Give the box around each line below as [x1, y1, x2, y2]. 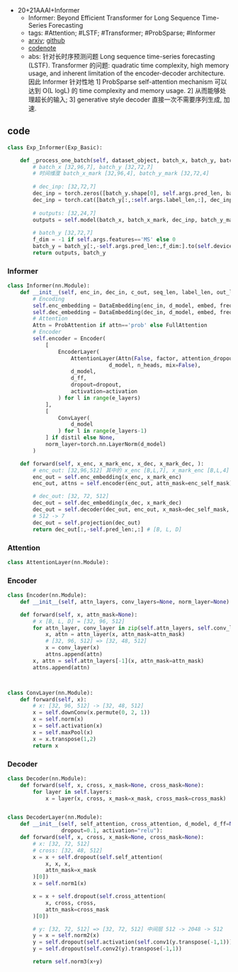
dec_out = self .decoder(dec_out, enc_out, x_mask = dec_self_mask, [33, 506, 230, 514]
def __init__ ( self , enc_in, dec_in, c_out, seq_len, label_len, [20, 288, 214, 296]
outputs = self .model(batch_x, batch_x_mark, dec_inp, [33, 216, 198, 223]
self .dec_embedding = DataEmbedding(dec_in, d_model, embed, [33, 308, 217, 315]
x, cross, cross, [45, 899, 97, 907]
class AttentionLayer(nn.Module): [7, 558, 110, 566]
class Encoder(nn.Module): [7, 592, 87, 599]
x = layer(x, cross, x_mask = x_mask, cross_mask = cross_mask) [45, 795, 227, 802]
